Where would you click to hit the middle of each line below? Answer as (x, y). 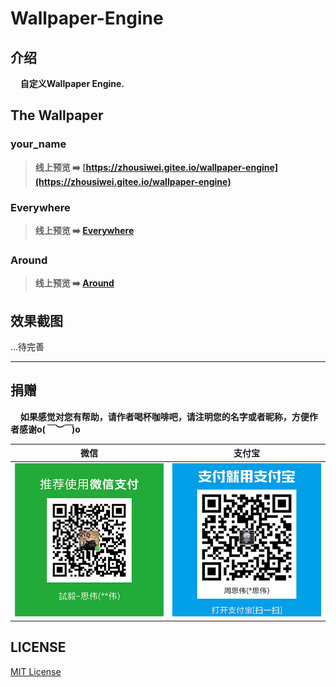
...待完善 (27, 347)
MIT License (36, 671)
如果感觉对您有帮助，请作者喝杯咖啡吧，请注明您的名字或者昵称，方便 (164, 416)
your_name (38, 144)
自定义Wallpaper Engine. (72, 83)
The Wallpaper (57, 115)
